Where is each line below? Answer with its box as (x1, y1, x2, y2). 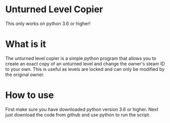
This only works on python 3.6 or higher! (5, 20, 91, 27)
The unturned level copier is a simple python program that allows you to (5, 55, 157, 61)
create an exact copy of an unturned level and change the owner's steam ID (5, 60, 165, 67)
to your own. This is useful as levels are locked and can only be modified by (5, 66, 165, 72)
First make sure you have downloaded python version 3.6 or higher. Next (5, 106, 158, 112)
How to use (5, 89, 54, 101)
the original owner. (5, 71, 45, 78)
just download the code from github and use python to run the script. (5, 111, 151, 118)
